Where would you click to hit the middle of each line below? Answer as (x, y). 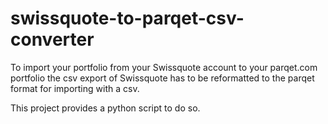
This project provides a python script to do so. (105, 108)
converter (52, 39)
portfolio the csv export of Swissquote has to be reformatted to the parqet (162, 78)
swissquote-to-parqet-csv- (127, 18)
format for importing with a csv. (75, 88)
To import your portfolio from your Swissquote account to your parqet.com (164, 67)
